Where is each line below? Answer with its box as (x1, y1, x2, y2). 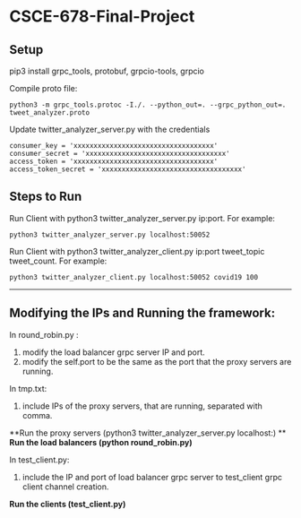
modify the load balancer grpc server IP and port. (21, 347, 206, 358)
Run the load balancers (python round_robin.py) (9, 436, 193, 447)
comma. (21, 410, 53, 420)
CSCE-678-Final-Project (9, 6, 195, 27)
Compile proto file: (9, 83, 78, 93)
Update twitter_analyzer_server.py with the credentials (9, 124, 211, 134)
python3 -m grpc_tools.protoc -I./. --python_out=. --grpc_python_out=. (9, 100, 287, 109)
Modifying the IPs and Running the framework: (9, 306, 276, 321)
